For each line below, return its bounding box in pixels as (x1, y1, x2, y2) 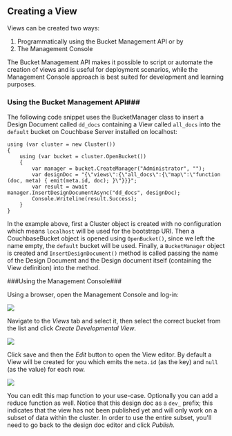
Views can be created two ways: (7, 23, 100, 32)
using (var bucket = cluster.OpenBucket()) (19, 153, 147, 160)
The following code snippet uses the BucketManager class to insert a (7, 113, 204, 122)
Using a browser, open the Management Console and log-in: (7, 290, 180, 299)
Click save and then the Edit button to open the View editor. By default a (7, 350, 212, 359)
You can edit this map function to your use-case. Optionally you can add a (7, 392, 219, 400)
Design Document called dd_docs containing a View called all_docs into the (7, 120, 221, 129)
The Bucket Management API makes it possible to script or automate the (7, 58, 213, 66)
